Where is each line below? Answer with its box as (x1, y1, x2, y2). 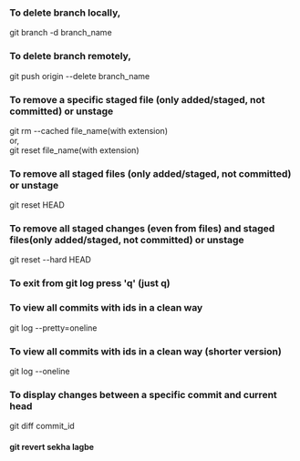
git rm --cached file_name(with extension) (9, 125, 169, 136)
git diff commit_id (9, 421, 75, 432)
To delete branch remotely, (9, 50, 132, 63)
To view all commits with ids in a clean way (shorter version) (9, 344, 283, 357)
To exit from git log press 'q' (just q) (9, 277, 171, 290)
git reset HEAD (9, 200, 66, 210)
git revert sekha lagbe (9, 441, 94, 452)
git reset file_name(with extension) (9, 144, 140, 156)
